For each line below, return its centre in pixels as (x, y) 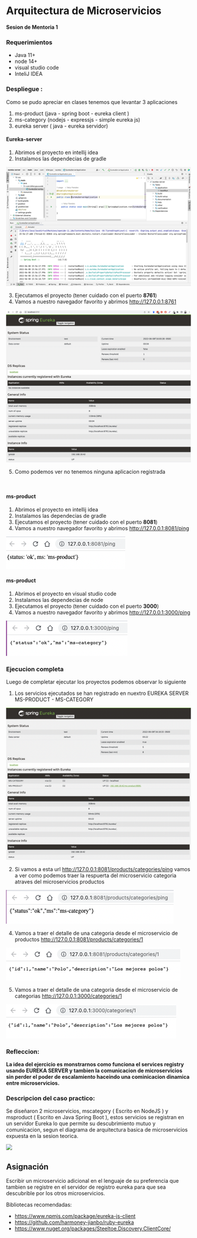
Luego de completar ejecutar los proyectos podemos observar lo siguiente (96, 682)
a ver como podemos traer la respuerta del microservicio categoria (96, 875)
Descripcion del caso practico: (51, 1098)
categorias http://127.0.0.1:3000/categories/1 (68, 996)
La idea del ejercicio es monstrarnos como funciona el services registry (95, 1064)
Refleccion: (23, 1052)
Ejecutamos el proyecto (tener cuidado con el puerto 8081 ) (86, 522)
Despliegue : (24, 89)
